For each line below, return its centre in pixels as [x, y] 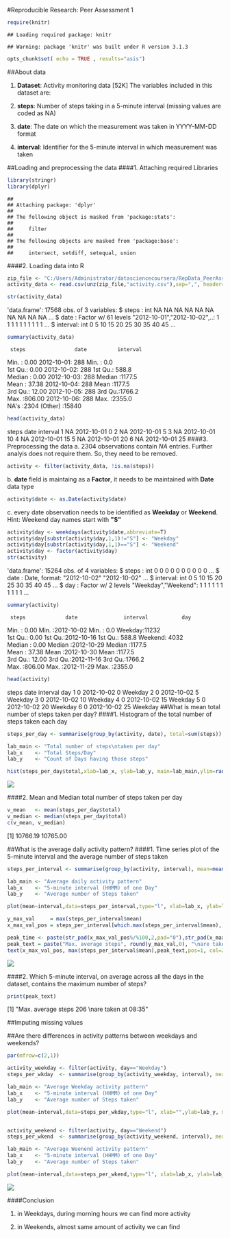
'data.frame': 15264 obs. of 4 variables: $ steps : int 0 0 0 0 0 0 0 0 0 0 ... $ [114, 571]
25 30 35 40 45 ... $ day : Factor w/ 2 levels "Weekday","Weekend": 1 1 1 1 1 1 [115, 585]
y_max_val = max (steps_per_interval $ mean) [75, 919]
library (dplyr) [29, 187]
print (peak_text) [32, 996]
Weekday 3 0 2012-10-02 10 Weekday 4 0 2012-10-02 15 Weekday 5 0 [106, 700]
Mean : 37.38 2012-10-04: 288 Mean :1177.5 [68, 384]
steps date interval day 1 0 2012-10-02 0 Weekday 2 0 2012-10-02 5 [103, 692]
